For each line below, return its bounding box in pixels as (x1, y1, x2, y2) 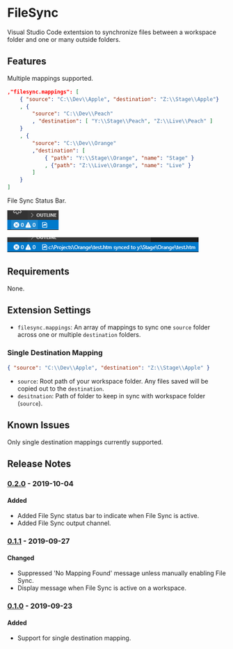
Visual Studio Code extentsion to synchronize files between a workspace (7, 28, 217, 36)
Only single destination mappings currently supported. (7, 437, 163, 446)
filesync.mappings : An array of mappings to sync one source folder (17, 322, 211, 331)
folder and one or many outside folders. (7, 35, 121, 43)
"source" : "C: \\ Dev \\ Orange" (32, 139, 117, 147)
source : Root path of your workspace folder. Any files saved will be (17, 377, 209, 385)
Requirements (7, 266, 70, 278)
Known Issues (7, 419, 70, 431)
